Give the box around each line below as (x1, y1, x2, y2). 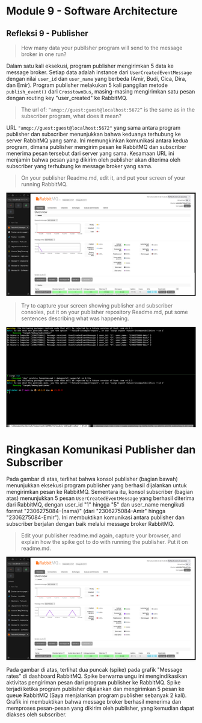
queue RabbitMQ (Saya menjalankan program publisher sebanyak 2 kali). (6, 692, 187, 699)
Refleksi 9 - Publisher (6, 28, 88, 39)
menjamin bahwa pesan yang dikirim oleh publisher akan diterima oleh (6, 156, 181, 163)
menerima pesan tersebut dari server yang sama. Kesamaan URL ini (6, 150, 174, 157)
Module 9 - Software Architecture (6, 4, 178, 18)
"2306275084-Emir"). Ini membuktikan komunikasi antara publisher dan (6, 514, 185, 521)
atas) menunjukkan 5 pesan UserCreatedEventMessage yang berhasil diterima (6, 494, 195, 502)
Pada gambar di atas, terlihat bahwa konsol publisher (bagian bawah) (6, 475, 179, 483)
